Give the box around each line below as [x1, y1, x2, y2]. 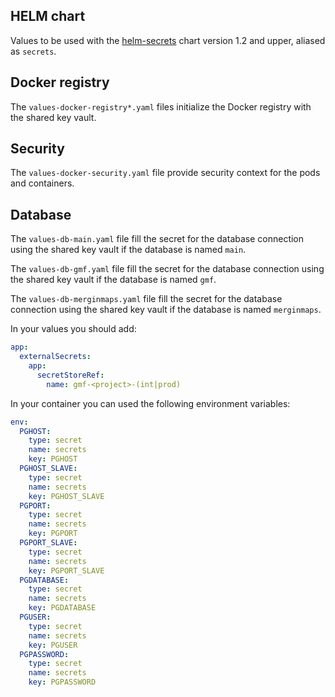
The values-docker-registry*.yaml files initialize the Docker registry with [10, 100, 312, 113]
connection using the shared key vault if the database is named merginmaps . [10, 304, 322, 316]
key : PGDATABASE [28, 603, 97, 613]
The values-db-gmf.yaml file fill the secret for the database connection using [10, 263, 325, 275]
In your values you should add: [10, 323, 137, 335]
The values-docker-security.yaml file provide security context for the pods [10, 167, 321, 179]
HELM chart [10, 8, 86, 25]
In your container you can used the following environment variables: [10, 397, 291, 409]
